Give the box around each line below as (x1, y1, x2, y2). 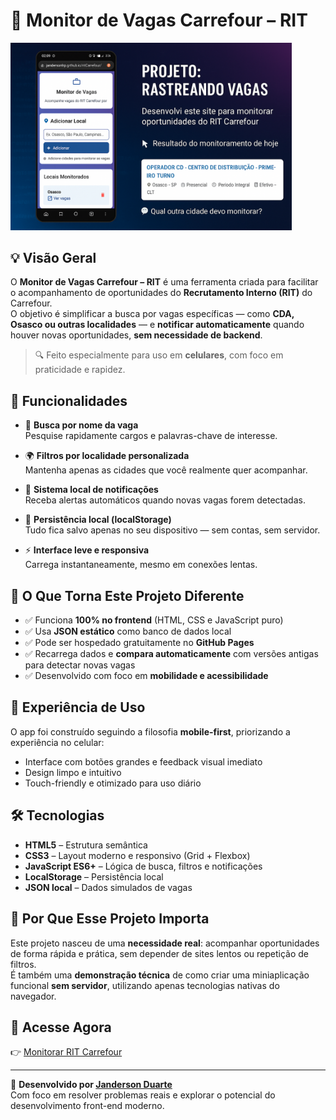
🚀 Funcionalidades (10, 392, 128, 409)
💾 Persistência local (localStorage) (24, 514, 172, 526)
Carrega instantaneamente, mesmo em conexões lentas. (24, 559, 258, 571)
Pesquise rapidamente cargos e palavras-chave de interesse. (24, 430, 278, 442)
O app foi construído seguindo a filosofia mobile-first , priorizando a (10, 725, 291, 738)
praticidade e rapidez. (34, 364, 126, 376)
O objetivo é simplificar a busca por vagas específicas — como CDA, (10, 308, 295, 320)
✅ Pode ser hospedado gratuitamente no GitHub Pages (24, 637, 255, 649)
